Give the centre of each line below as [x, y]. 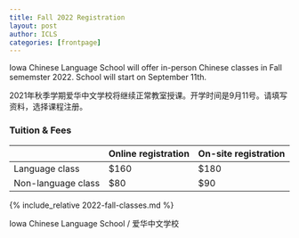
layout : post [33, 26]
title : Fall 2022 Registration [67, 17]
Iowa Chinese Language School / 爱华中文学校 [94, 223]
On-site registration [242, 153]
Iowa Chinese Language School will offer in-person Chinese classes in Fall [146, 68]
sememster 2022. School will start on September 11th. [108, 78]
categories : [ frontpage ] [55, 42]
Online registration [149, 153]
